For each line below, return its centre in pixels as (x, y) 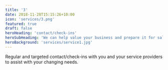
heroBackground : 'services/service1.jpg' (49, 42)
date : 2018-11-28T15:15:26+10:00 (40, 14)
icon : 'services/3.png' (30, 19)
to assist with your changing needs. (42, 62)
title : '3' (16, 10)
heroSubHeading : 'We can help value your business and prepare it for (80, 38)
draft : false (19, 28)
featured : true (21, 24)
